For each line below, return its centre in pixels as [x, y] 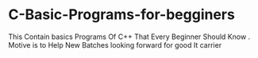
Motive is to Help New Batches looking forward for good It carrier [115, 44]
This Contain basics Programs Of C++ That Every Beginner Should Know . [129, 37]
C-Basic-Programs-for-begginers [122, 15]
